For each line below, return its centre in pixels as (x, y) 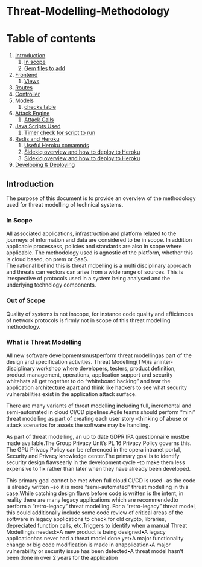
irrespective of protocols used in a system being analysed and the (88, 279)
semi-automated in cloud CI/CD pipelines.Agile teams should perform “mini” (101, 412)
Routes (24, 88)
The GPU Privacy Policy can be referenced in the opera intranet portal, (94, 449)
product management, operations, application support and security (90, 374)
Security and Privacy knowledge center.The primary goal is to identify (93, 456)
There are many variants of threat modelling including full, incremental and (99, 406)
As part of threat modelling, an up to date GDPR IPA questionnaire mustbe (98, 436)
